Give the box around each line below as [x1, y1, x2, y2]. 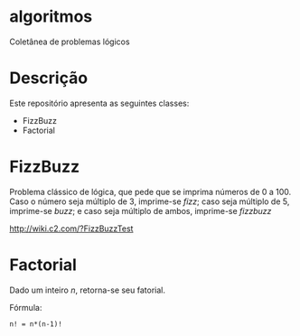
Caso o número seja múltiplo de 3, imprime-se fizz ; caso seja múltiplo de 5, [9, 196, 290, 207]
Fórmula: [9, 302, 42, 313]
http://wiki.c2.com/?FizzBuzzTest [9, 223, 134, 234]
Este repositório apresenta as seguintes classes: [9, 98, 190, 108]
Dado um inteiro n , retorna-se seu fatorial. [9, 285, 165, 295]
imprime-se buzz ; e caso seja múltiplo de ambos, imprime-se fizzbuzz [9, 205, 272, 216]
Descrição [9, 68, 89, 89]
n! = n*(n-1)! [9, 319, 63, 329]
